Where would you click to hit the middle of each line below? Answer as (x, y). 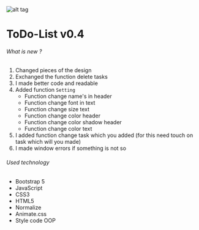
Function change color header (62, 116)
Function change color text (58, 129)
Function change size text (57, 109)
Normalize (28, 207)
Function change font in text (60, 103)
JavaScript (29, 188)
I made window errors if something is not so (71, 148)
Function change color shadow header (73, 122)
